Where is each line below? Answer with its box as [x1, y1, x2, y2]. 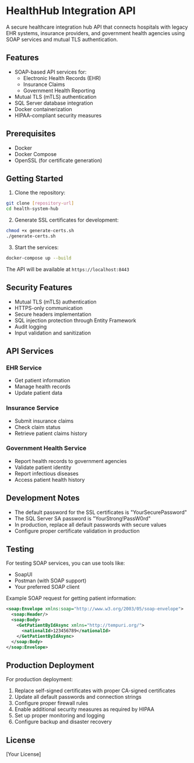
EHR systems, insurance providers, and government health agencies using [6, 29, 185, 36]
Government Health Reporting [23, 87, 96, 94]
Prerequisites [6, 129, 56, 139]
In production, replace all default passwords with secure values [14, 521, 167, 528]
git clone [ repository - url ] [6, 201, 75, 206]
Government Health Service [6, 444, 87, 453]
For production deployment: [6, 676, 73, 683]
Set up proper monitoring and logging [14, 712, 105, 719]
